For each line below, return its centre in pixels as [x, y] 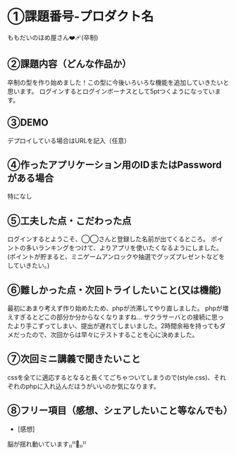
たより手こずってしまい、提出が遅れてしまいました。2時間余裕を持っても [113, 326]
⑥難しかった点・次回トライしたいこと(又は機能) [114, 290]
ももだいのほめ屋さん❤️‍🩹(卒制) [53, 37]
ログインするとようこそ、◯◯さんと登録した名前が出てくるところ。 [108, 239]
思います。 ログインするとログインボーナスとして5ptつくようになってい [111, 91]
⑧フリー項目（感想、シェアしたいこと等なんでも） [120, 411]
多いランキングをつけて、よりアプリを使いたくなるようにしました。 [124, 248]
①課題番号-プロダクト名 [81, 17]
